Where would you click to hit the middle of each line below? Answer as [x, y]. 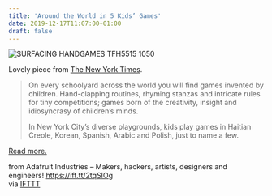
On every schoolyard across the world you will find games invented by [146, 85]
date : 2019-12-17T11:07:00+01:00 [65, 23]
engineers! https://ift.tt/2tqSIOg [61, 176]
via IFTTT [24, 184]
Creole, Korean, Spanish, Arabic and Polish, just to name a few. [134, 135]
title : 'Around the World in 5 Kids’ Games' [85, 16]
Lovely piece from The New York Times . [76, 70]
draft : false [30, 31]
